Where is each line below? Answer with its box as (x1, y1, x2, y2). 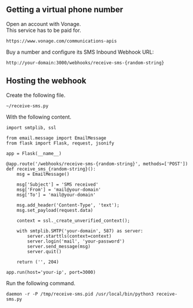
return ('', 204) (16, 259, 59, 265)
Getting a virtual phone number (6, 5, 124, 15)
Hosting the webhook (6, 76, 86, 86)
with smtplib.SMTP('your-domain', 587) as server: (16, 228, 144, 234)
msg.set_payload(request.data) (16, 207, 94, 213)
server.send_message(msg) (27, 243, 91, 250)
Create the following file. (6, 91, 66, 99)
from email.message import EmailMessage (6, 135, 107, 141)
